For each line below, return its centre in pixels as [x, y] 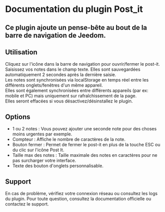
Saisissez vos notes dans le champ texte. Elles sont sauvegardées [73, 69]
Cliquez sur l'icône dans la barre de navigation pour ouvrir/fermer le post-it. [82, 64]
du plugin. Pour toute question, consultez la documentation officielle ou [78, 199]
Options [18, 117]
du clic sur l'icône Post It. [38, 150]
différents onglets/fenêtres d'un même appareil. [54, 85]
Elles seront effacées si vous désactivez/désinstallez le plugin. [69, 101]
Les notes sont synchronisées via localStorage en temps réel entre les [77, 80]
